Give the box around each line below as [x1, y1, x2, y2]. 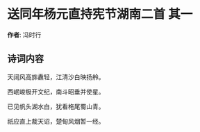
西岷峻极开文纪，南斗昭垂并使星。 [7, 88, 105, 96]
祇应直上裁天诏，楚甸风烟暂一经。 [7, 117, 105, 125]
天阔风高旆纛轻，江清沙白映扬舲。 [7, 72, 105, 81]
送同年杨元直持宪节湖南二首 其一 [7, 6, 193, 22]
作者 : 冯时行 [7, 31, 42, 39]
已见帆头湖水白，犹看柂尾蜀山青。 [7, 102, 105, 110]
